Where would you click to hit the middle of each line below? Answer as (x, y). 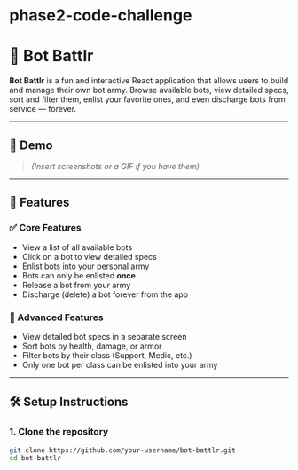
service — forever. (43, 109)
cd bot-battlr (35, 458)
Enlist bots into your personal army (86, 266)
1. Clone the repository (59, 432)
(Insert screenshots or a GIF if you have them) (115, 166)
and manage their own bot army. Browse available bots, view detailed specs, (149, 90)
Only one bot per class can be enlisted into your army (120, 364)
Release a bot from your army (76, 285)
